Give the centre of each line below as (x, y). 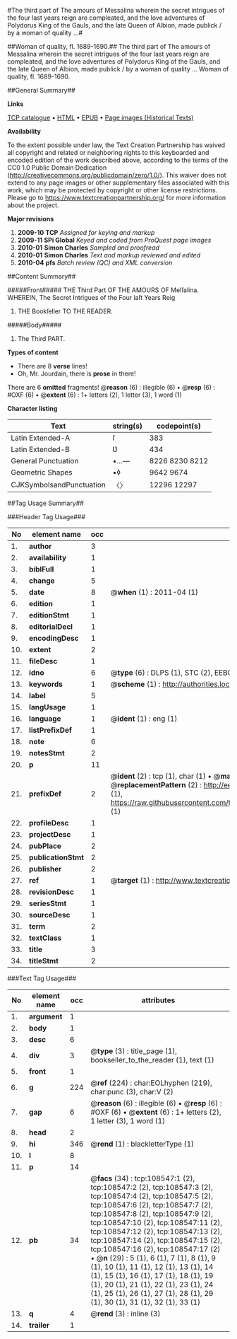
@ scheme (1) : (135, 684)
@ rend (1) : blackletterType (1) (142, 1144)
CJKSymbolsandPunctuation (58, 485)
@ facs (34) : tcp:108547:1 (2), (143, 1178)
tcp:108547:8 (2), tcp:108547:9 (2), (152, 1214)
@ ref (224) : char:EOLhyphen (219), (152, 1083)
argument (46, 1016)
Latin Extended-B (41, 450)
